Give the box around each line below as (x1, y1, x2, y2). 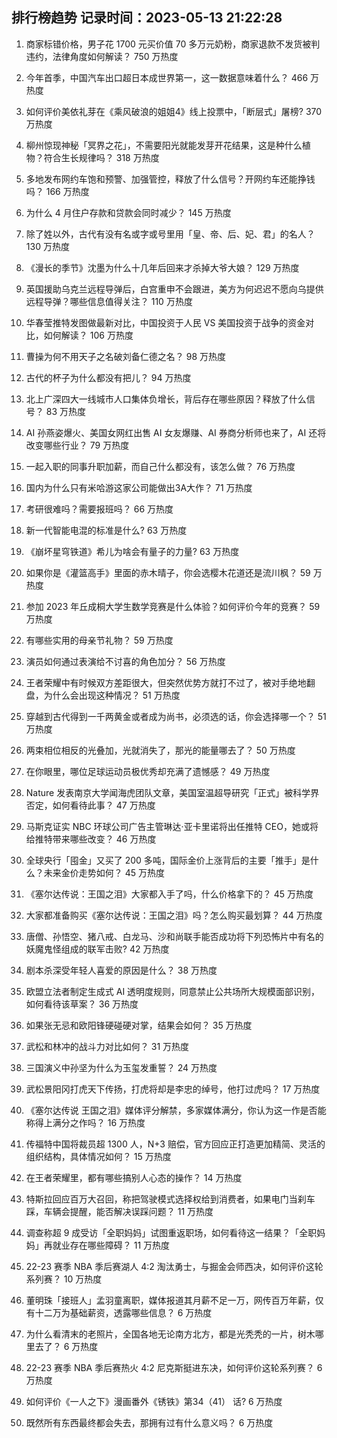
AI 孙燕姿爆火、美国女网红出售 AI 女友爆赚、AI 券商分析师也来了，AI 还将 (25, 426, 327, 438)
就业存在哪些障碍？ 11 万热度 (52, 1239, 171, 1251)
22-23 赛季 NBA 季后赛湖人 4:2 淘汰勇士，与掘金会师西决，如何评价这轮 (25, 1260, 324, 1272)
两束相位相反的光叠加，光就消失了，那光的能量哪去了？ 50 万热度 (25, 744, 296, 756)
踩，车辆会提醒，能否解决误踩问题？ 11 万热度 (25, 1205, 214, 1217)
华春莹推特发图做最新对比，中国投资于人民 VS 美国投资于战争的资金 (25, 316, 306, 328)
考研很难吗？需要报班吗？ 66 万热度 (25, 503, 174, 515)
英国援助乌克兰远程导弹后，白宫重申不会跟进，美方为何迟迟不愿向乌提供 (25, 283, 324, 295)
